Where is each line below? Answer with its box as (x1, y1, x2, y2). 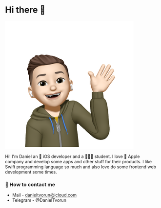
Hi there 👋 (5, 4, 45, 16)
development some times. (5, 169, 57, 174)
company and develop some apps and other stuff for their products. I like (5, 158, 152, 164)
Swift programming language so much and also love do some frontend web (5, 164, 156, 170)
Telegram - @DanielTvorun (12, 197, 67, 203)
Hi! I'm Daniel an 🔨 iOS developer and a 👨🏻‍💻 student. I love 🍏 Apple (5, 153, 140, 159)
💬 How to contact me (5, 181, 55, 188)
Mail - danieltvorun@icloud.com (12, 192, 77, 198)
